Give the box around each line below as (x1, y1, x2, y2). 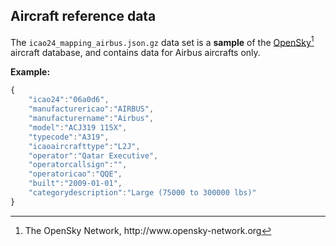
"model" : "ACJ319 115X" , (28, 122, 128, 133)
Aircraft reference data (10, 8, 157, 25)
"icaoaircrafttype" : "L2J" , (28, 141, 141, 151)
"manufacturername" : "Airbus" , (28, 114, 155, 124)
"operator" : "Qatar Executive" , (28, 150, 159, 161)
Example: (10, 66, 51, 78)
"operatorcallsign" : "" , (28, 160, 128, 170)
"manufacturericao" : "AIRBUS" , (28, 104, 155, 114)
